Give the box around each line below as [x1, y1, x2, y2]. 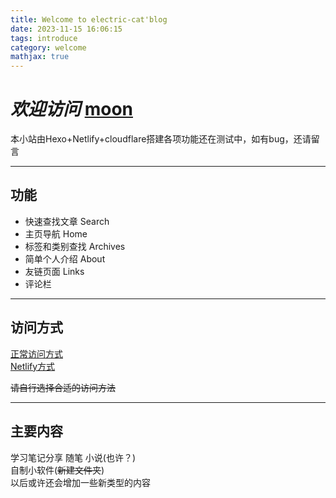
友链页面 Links [24, 265, 85, 277]
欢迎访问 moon [10, 98, 133, 121]
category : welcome [10, 42, 87, 53]
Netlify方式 [10, 360, 56, 372]
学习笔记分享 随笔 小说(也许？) [10, 451, 137, 463]
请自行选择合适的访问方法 [10, 381, 116, 393]
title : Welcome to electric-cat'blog [10, 14, 168, 25]
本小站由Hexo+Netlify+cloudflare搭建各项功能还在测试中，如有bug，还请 [10, 133, 312, 145]
